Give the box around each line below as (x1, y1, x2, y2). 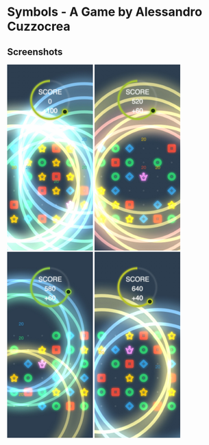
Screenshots (7, 46, 63, 58)
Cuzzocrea (7, 19, 71, 34)
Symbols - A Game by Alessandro (7, 4, 203, 20)
